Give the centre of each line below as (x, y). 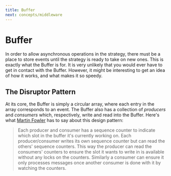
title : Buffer (20, 10)
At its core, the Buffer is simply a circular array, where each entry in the (80, 104)
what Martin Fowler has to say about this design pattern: (64, 120)
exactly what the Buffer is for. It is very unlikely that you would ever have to (84, 65)
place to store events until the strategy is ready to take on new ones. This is (84, 60)
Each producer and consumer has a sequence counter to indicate (87, 130)
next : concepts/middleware (34, 15)
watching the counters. (42, 168)
